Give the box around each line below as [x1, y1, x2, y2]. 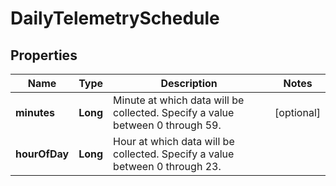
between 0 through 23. [113, 160, 222, 173]
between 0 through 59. [113, 118, 222, 132]
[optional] [274, 106, 321, 119]
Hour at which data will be [113, 135, 235, 148]
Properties [10, 47, 78, 64]
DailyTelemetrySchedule [10, 7, 220, 30]
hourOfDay [15, 147, 70, 161]
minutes [15, 106, 56, 119]
